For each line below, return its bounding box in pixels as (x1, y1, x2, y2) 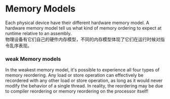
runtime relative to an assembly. (5, 30, 72, 36)
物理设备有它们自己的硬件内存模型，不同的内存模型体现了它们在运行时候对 (5, 36, 160, 42)
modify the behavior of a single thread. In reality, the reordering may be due (5, 83, 163, 89)
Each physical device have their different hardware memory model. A (5, 20, 149, 26)
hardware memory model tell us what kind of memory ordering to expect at (5, 25, 162, 31)
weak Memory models (5, 55, 61, 62)
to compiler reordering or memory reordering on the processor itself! (5, 88, 149, 94)
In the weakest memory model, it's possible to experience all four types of (5, 67, 160, 73)
